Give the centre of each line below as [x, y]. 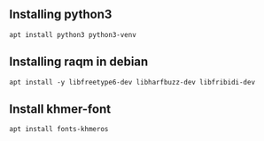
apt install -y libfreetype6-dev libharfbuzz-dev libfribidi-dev [132, 82]
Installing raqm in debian [79, 62]
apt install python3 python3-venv [73, 34]
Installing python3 [61, 15]
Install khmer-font [60, 109]
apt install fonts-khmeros [59, 130]
